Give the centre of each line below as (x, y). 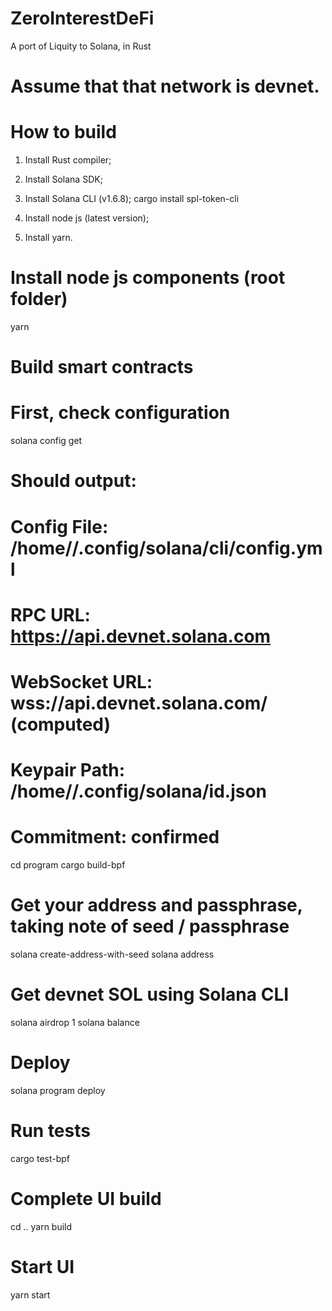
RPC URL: (50, 614)
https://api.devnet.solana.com (141, 636)
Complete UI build (86, 1198)
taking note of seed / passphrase (150, 926)
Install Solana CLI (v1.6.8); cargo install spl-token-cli (132, 199)
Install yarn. (48, 238)
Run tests (50, 1131)
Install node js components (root (148, 278)
